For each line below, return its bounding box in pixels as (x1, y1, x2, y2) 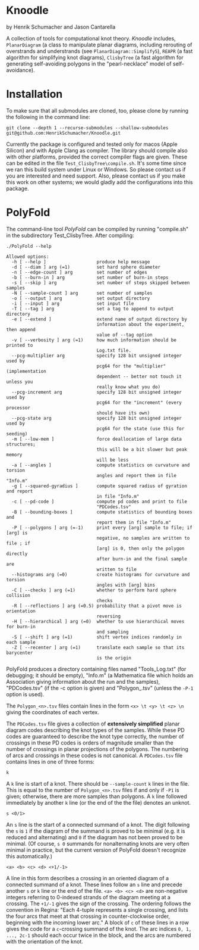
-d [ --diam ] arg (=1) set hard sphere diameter (11, 264, 161, 270)
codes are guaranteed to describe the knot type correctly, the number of (6, 733, 184, 740)
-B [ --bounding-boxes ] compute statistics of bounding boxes (11, 509, 193, 515)
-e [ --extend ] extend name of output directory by (11, 316, 187, 322)
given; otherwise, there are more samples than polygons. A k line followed (6, 793, 187, 800)
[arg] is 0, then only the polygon (96, 546, 185, 552)
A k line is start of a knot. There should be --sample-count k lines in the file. (6, 780, 189, 787)
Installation (6, 88, 63, 101)
